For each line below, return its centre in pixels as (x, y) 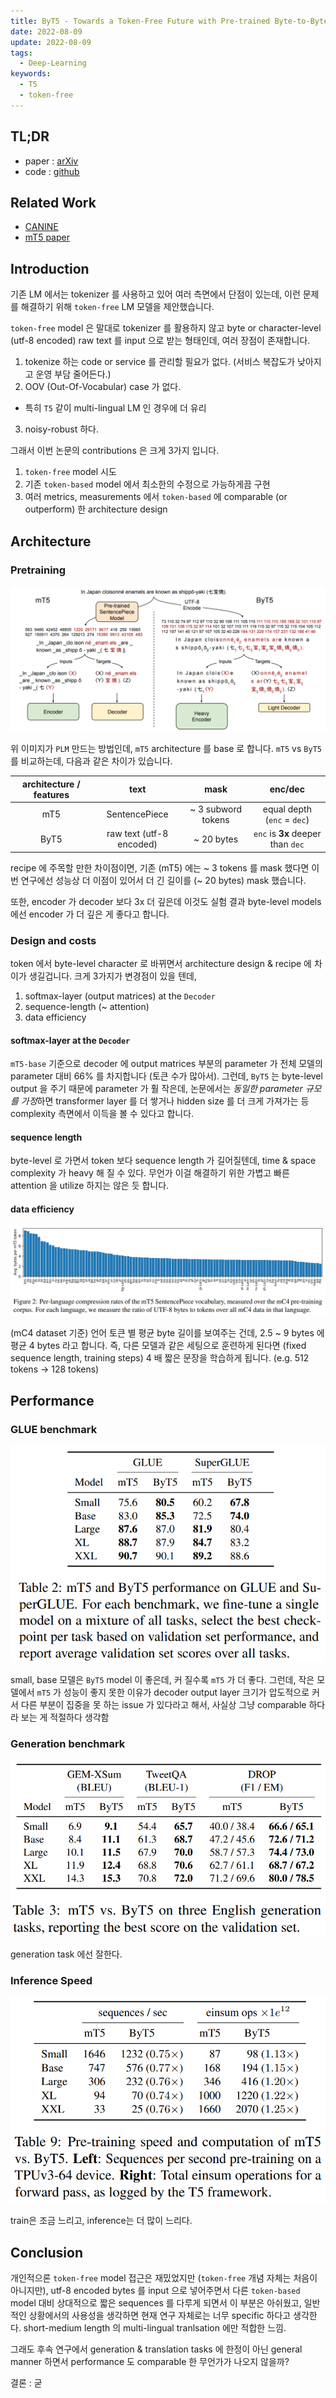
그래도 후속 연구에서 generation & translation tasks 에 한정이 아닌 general (156, 2349)
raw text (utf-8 (137, 834)
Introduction (50, 268)
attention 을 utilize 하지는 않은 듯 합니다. (90, 1186)
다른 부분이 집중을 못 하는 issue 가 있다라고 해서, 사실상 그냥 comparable (163, 1705)
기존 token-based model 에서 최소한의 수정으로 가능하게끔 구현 (147, 484)
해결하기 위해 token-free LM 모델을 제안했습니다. (117, 307)
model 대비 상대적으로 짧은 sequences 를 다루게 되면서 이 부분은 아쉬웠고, (156, 2303)
